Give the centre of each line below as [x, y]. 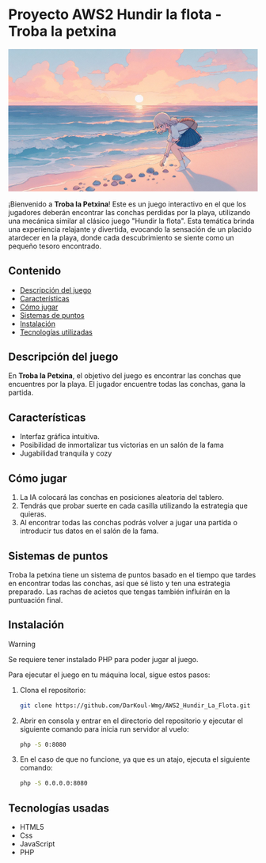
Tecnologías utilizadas [56, 332]
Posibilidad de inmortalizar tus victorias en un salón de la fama [122, 445]
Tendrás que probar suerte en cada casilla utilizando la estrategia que [133, 506]
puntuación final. [36, 600]
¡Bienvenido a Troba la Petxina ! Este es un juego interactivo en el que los [127, 204]
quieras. [33, 514]
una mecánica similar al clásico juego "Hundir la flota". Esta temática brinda [131, 221]
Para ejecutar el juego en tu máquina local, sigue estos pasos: [109, 675]
